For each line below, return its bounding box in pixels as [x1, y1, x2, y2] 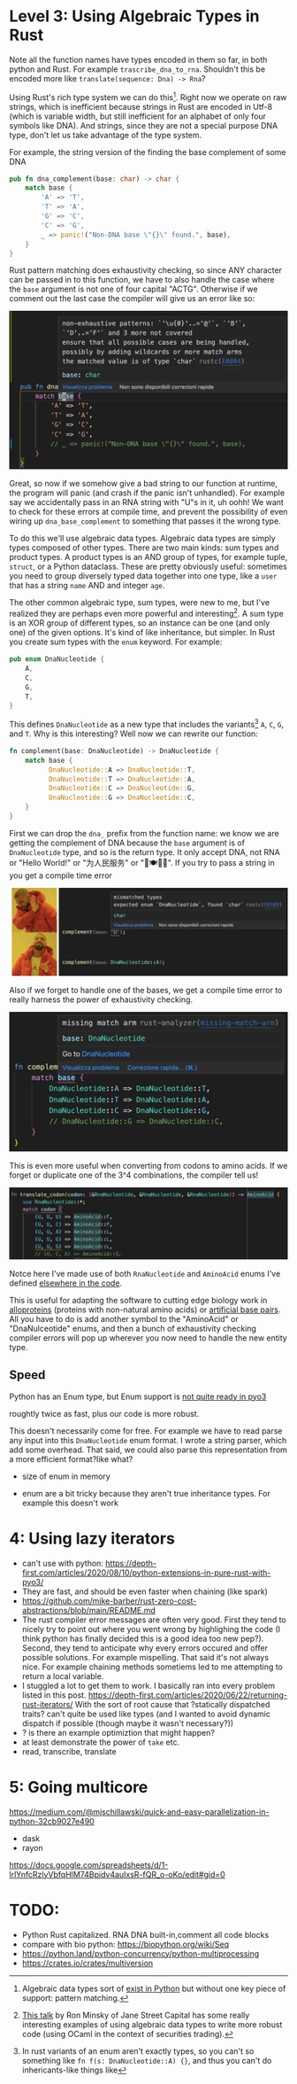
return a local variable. [21, 1670, 104, 1681]
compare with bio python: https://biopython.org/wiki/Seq [21, 1939, 230, 1949]
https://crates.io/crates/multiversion [21, 1957, 154, 1968]
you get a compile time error [9, 870, 113, 881]
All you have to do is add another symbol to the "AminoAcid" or [9, 1313, 239, 1324]
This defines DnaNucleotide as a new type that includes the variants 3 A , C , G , [9, 718, 285, 729]
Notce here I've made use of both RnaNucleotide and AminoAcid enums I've [9, 1268, 281, 1279]
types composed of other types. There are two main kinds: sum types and [9, 542, 279, 553]
